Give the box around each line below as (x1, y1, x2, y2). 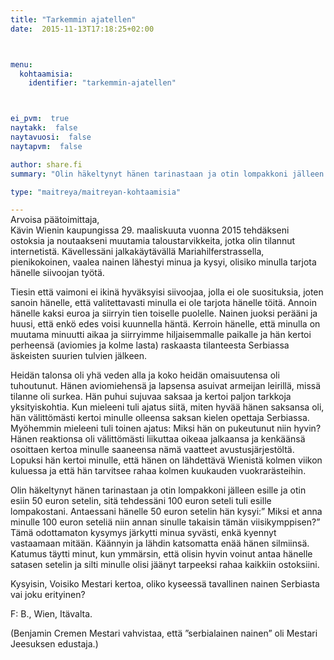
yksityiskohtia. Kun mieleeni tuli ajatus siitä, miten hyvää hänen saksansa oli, (10, 401, 325, 413)
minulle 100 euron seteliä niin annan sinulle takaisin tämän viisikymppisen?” (10, 516, 321, 528)
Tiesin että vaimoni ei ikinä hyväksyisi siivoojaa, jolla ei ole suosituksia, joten (10, 286, 324, 298)
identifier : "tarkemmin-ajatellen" (28, 78, 177, 88)
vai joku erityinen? (10, 589, 86, 601)
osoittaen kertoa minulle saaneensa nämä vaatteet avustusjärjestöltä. (10, 444, 295, 456)
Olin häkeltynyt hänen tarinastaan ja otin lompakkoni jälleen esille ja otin (10, 484, 307, 496)
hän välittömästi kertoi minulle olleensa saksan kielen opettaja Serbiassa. (10, 412, 310, 424)
